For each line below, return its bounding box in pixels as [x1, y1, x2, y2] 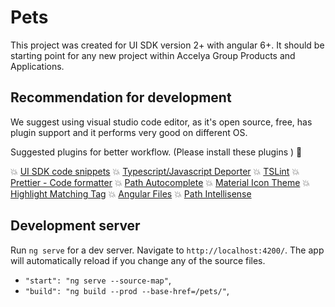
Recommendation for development [10, 89, 232, 106]
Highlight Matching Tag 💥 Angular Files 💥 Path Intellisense [10, 187, 252, 200]
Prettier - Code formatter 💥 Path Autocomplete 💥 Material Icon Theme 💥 [10, 176, 311, 188]
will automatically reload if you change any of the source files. [10, 254, 266, 266]
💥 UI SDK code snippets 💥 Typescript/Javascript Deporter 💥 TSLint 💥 [10, 165, 300, 177]
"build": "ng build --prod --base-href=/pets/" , [24, 284, 230, 296]
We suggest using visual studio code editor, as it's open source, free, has [10, 116, 313, 128]
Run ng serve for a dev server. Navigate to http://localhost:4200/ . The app [10, 244, 325, 256]
